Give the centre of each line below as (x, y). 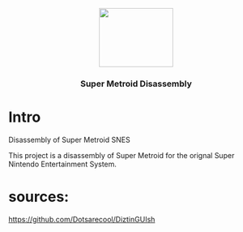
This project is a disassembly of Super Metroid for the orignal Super (122, 155)
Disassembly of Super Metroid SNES (70, 140)
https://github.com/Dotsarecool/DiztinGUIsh (82, 219)
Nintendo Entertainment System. (63, 164)
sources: (39, 197)
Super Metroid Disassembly (136, 84)
